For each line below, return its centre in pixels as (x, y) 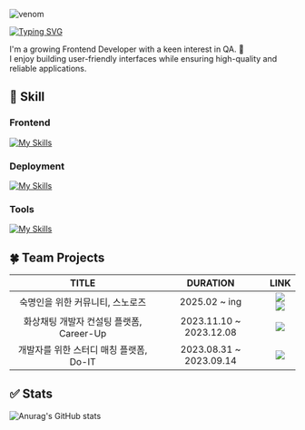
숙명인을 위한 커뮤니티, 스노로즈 (83, 302)
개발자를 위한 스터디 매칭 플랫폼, (83, 350)
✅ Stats (31, 394)
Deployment (37, 166)
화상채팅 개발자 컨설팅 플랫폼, (83, 322)
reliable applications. (48, 68)
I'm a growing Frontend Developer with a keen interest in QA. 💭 (127, 49)
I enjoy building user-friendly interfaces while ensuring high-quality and (143, 59)
